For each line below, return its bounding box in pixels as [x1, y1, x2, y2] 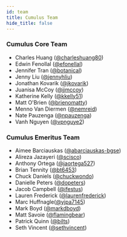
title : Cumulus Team [6, 15, 59, 21]
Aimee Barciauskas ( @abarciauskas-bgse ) [15, 146, 122, 154]
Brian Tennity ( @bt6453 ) [15, 166, 77, 173]
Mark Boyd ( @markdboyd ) [15, 204, 81, 212]
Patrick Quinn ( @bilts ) [15, 217, 70, 224]
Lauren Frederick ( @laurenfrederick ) [15, 192, 106, 199]
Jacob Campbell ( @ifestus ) [15, 185, 83, 192]
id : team [6, 8, 28, 15]
